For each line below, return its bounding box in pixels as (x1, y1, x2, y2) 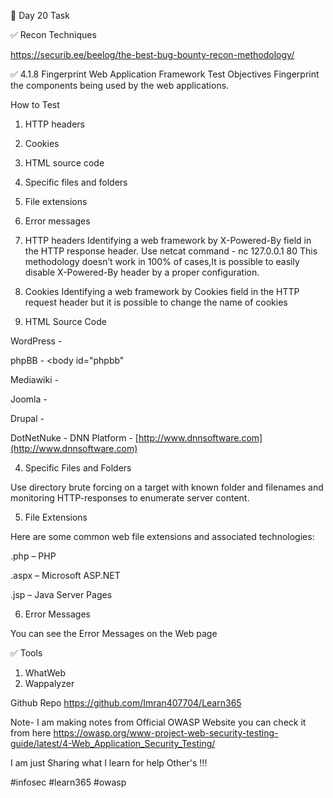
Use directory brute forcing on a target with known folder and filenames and (10, 481, 324, 493)
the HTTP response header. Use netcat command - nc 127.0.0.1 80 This (24, 245, 318, 257)
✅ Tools (10, 647, 43, 659)
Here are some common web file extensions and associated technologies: (10, 531, 315, 542)
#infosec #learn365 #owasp (10, 776, 127, 788)
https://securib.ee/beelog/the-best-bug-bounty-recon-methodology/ (10, 49, 295, 60)
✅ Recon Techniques (10, 29, 97, 40)
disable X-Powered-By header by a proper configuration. (24, 266, 260, 278)
